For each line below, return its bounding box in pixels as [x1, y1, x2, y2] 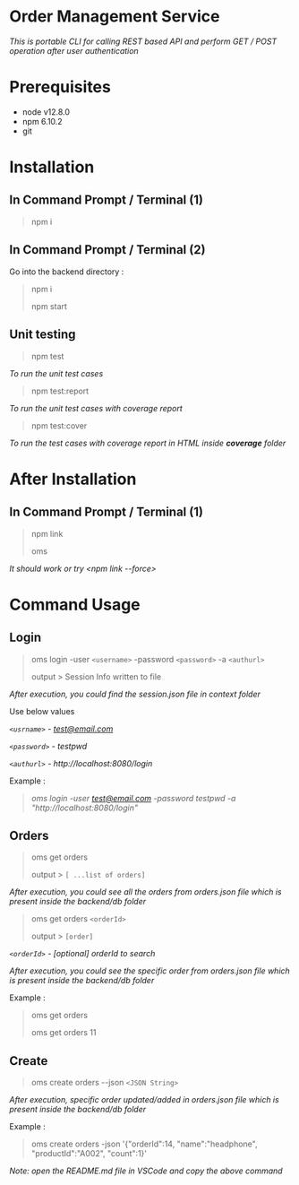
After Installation [9, 469, 137, 489]
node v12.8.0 [21, 106, 70, 117]
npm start [30, 300, 67, 311]
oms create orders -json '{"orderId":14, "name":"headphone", [30, 1138, 258, 1149]
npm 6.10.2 [21, 116, 63, 126]
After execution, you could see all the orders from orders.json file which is [9, 887, 282, 897]
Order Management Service [9, 6, 220, 27]
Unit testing [9, 327, 76, 342]
